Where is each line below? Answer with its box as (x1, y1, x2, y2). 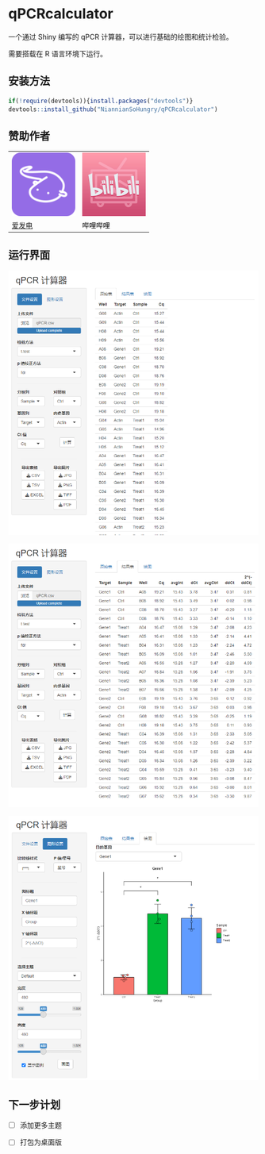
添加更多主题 (19, 1121, 62, 1130)
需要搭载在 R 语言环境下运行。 (8, 48, 107, 58)
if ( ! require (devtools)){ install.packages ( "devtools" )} (8, 97, 194, 105)
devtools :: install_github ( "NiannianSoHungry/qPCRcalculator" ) (8, 105, 218, 113)
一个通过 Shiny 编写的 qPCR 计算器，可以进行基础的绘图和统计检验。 (8, 32, 234, 41)
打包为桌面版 (19, 1137, 62, 1147)
